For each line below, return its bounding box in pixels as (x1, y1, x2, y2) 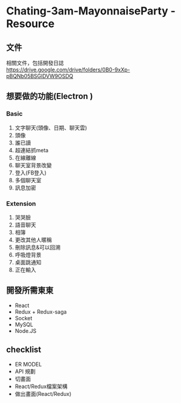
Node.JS (14, 327, 37, 334)
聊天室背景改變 (14, 161, 52, 169)
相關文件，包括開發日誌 (6, 59, 64, 67)
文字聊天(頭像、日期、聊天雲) (14, 124, 88, 131)
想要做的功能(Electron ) (6, 91, 93, 101)
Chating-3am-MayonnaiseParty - (6, 4, 176, 18)
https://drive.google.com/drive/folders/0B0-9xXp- (6, 66, 130, 73)
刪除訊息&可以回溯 (14, 243, 61, 251)
